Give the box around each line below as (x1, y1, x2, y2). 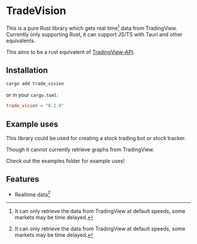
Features (6, 174, 39, 184)
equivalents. (6, 37, 36, 44)
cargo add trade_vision (6, 81, 64, 87)
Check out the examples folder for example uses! (6, 157, 125, 164)
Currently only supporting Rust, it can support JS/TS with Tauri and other (6, 30, 183, 38)
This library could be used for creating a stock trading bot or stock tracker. (6, 134, 186, 141)
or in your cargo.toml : (6, 91, 59, 99)
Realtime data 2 (14, 189, 51, 198)
